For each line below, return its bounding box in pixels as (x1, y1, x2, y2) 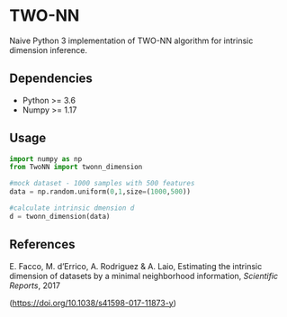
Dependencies (9, 71, 93, 86)
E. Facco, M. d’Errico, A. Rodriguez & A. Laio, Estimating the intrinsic (9, 260, 263, 271)
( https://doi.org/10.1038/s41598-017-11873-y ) (9, 297, 177, 308)
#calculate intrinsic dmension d (9, 204, 135, 213)
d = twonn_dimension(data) (9, 212, 111, 221)
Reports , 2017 (9, 280, 61, 291)
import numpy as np (9, 154, 83, 163)
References (9, 237, 76, 252)
